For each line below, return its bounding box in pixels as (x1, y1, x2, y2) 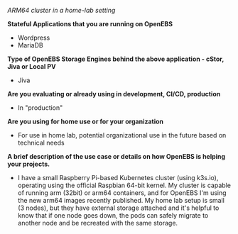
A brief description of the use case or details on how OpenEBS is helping (7, 152, 226, 160)
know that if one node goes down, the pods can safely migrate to (17, 211, 209, 219)
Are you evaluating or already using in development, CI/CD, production (7, 90, 221, 98)
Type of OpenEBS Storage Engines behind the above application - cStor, (7, 55, 225, 63)
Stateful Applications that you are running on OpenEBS (7, 20, 173, 28)
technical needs (17, 138, 65, 147)
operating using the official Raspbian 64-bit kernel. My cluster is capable (17, 181, 231, 189)
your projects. (7, 160, 50, 168)
